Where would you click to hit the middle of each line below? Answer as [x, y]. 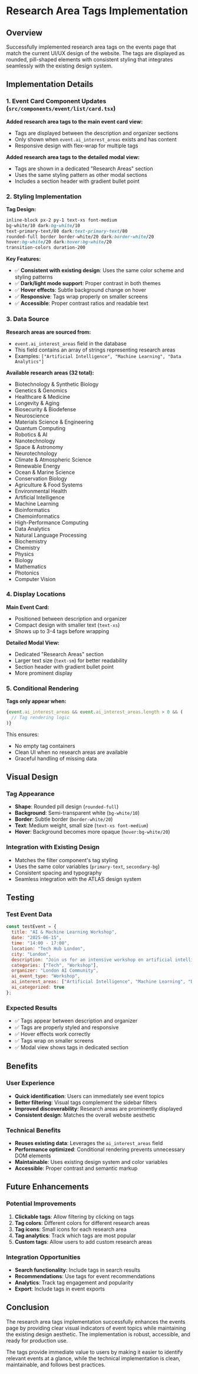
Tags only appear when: [36, 701]
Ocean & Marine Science [45, 472]
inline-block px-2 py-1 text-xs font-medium [62, 220]
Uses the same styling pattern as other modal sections [81, 175]
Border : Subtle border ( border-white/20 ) [64, 819]
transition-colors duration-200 [46, 248]
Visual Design [32, 777]
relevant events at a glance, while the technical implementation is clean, [93, 1358]
